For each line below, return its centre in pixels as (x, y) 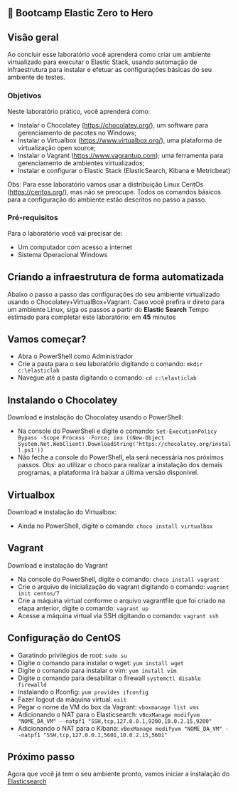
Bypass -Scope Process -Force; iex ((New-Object (91, 438)
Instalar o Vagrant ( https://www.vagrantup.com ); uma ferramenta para (120, 155)
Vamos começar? (47, 339)
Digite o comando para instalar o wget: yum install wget (101, 662)
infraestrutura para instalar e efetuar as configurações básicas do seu (110, 70)
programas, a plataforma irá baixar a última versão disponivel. (108, 473)
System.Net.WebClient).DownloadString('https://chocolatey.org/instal (124, 444)
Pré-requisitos (33, 218)
